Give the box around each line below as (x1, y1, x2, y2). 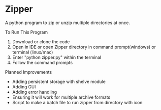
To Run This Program (5, 29, 48, 35)
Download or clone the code (12, 38, 70, 45)
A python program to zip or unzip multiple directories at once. (5, 20, 130, 26)
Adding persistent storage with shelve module (12, 79, 106, 84)
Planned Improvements (5, 69, 52, 75)
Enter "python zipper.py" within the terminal (12, 54, 101, 60)
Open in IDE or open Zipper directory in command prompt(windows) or (12, 44, 156, 50)
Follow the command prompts (12, 59, 73, 65)
